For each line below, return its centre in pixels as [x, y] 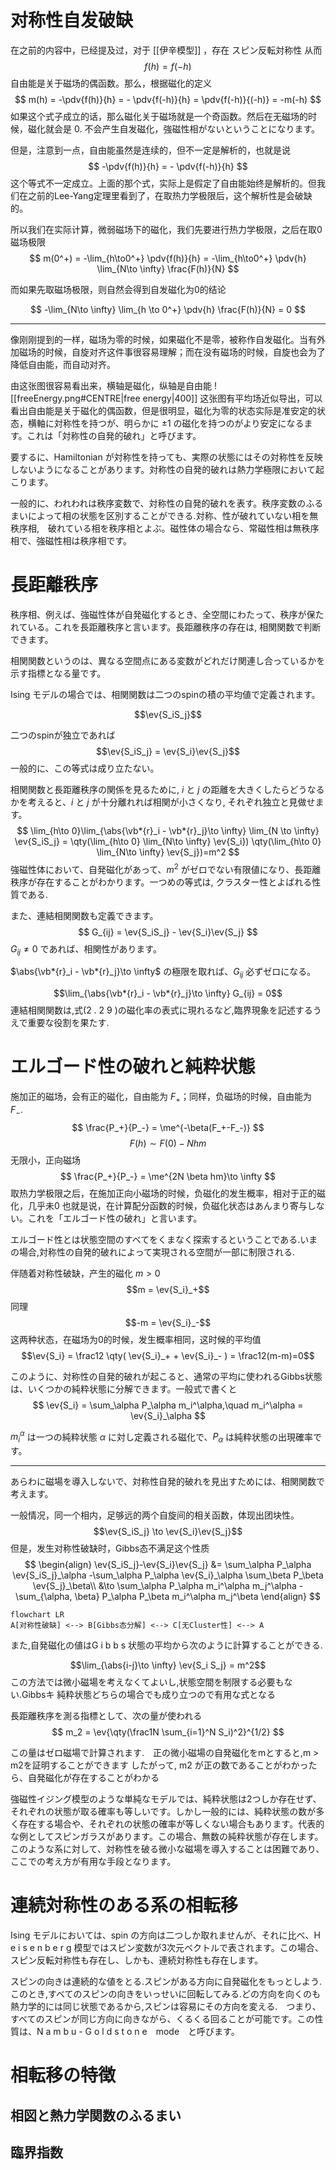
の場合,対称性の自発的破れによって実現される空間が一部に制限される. [152, 1252]
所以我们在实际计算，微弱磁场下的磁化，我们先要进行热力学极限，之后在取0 [166, 229]
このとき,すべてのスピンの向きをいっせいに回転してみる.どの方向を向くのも [166, 1994]
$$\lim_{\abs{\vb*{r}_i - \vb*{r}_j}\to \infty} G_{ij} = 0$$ [168, 993]
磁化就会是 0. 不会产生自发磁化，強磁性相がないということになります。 [173, 128]
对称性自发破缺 [72, 20]
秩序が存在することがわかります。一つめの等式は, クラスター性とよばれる [161, 882]
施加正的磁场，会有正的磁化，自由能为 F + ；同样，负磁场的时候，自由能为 [161, 1098]
